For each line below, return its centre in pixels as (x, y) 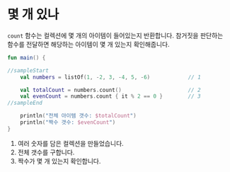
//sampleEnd (25, 103)
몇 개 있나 (33, 15)
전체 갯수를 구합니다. (46, 152)
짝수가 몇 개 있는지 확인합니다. (59, 161)
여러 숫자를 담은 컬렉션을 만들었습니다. (70, 143)
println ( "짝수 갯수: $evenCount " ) (68, 122)
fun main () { (27, 57)
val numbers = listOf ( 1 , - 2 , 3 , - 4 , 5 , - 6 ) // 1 (111, 77)
